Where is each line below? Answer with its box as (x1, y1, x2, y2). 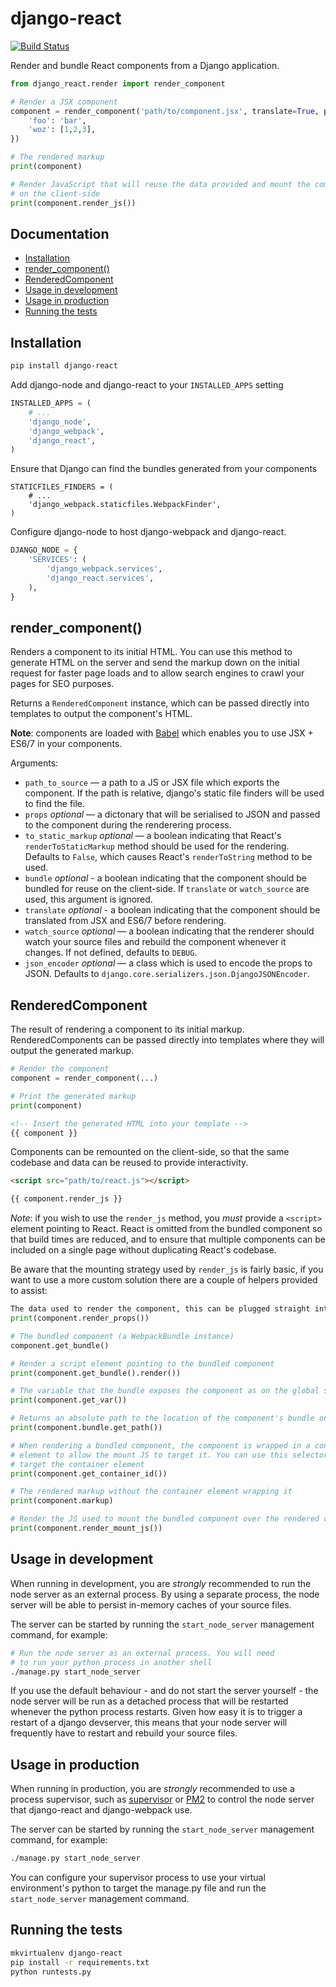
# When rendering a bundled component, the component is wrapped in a (10, 1440, 311, 1451)
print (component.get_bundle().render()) (10, 1368, 182, 1378)
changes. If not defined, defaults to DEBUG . (24, 947, 198, 959)
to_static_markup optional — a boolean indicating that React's (24, 830, 282, 842)
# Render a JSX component (10, 97, 118, 107)
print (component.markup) (10, 1496, 114, 1506)
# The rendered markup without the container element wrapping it (10, 1487, 293, 1497)
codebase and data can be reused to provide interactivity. (10, 1157, 249, 1169)
